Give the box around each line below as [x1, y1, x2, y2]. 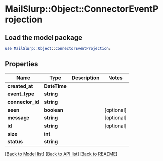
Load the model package [5, 33, 82, 42]
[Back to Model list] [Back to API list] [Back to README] [5, 151, 118, 157]
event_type [7, 91, 34, 97]
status [7, 138, 23, 145]
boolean [44, 106, 64, 113]
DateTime [44, 82, 67, 89]
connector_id [7, 98, 39, 105]
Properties [5, 60, 38, 68]
